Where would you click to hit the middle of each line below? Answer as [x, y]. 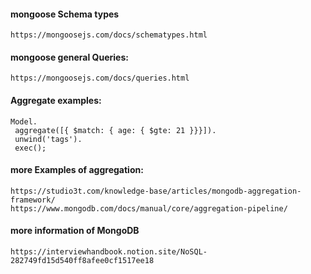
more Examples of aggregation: [77, 170]
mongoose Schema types [65, 14]
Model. [24, 121]
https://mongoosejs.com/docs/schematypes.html [109, 35]
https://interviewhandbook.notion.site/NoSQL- [109, 252]
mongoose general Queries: [69, 57]
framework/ [33, 200]
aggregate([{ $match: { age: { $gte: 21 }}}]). [115, 130]
